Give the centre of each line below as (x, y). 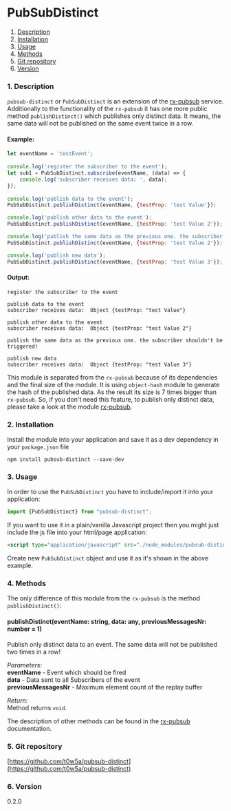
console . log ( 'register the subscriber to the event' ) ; (87, 167)
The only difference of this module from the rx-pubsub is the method (104, 598)
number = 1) (25, 629)
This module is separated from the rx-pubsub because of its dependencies (112, 377)
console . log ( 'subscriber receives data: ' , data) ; (93, 179)
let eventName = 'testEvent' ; (51, 154)
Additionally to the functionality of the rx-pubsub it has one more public (107, 109)
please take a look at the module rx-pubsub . (70, 407)
